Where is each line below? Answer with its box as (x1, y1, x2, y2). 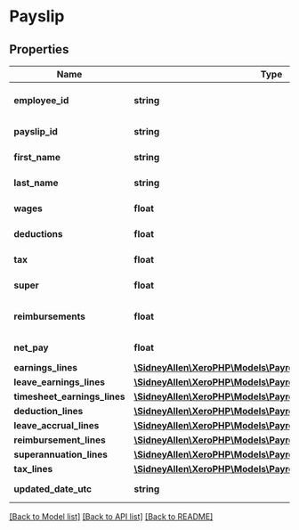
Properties (9, 42, 69, 57)
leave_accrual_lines (13, 420, 100, 431)
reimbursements (13, 310, 86, 322)
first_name (13, 151, 61, 163)
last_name (13, 176, 59, 189)
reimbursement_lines (13, 434, 106, 446)
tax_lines (13, 463, 53, 475)
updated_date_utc (13, 483, 92, 495)
